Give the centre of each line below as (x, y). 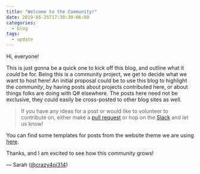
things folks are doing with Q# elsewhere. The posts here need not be (92, 93)
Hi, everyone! (23, 56)
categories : (21, 23)
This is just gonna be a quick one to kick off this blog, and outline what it (95, 68)
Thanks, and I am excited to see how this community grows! (80, 153)
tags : (13, 34)
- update (22, 39)
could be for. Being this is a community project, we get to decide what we (96, 74)
